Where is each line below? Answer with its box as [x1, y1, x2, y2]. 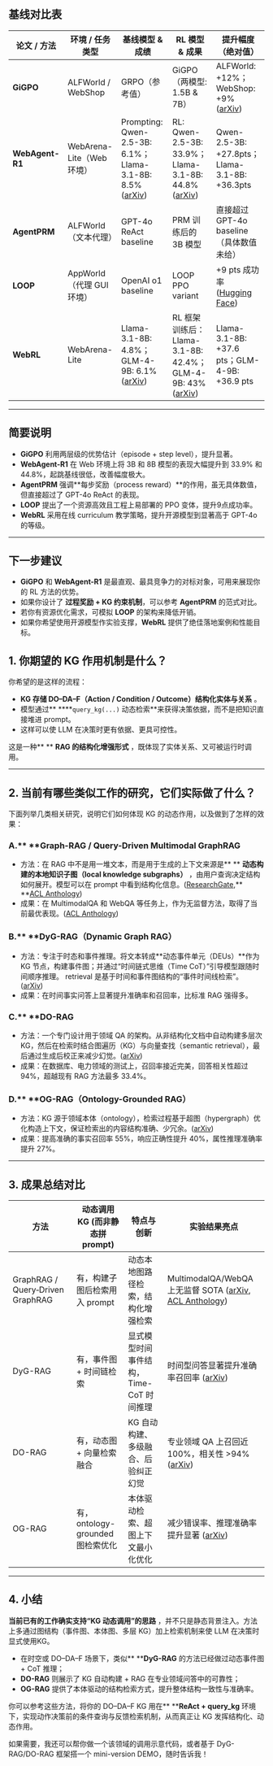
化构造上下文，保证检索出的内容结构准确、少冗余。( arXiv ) [19, 1124, 214, 1133]
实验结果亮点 [189, 1221, 239, 1233]
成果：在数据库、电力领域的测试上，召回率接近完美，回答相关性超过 [19, 1060, 249, 1071]
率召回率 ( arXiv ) [167, 1372, 229, 1384]
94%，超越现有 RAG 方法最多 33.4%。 [19, 1071, 151, 1081]
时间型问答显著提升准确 [167, 1360, 258, 1372]
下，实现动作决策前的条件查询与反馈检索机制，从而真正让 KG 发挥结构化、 [8, 1711, 258, 1721]
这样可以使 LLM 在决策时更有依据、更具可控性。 [19, 724, 182, 734]
